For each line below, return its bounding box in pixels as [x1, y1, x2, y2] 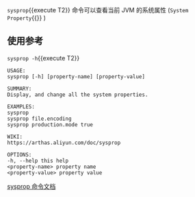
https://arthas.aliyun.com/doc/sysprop [7, 139, 121, 146]
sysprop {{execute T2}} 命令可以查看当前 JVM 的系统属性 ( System [7, 6, 189, 14]
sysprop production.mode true [7, 121, 94, 128]
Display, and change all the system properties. [7, 91, 148, 98]
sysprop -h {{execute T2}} [7, 54, 80, 62]
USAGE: [7, 67, 26, 74]
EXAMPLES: [7, 103, 36, 110]
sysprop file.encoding [7, 115, 72, 122]
